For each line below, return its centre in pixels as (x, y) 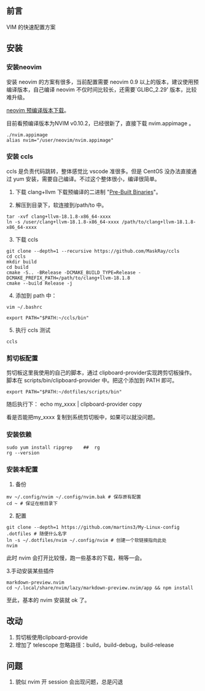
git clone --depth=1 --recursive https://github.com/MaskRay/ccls (93, 251)
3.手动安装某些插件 (30, 571)
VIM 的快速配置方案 (31, 27)
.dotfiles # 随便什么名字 (37, 534)
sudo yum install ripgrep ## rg (53, 448)
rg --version (23, 453)
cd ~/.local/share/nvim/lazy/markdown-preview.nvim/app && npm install (100, 588)
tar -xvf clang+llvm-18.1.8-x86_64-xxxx (59, 217)
